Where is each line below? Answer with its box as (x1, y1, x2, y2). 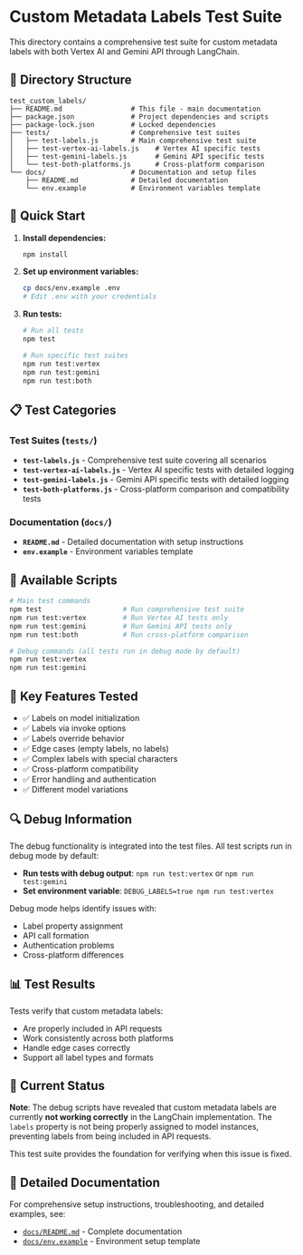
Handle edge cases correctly (22, 1042, 131, 1053)
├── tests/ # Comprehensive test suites (9, 128, 241, 137)
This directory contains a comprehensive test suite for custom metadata (9, 36, 278, 47)
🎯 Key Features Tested (9, 688, 138, 704)
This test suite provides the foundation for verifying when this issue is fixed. (9, 1149, 292, 1160)
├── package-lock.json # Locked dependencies (9, 120, 217, 129)
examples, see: (9, 1209, 66, 1220)
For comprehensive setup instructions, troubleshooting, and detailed (9, 1199, 265, 1210)
